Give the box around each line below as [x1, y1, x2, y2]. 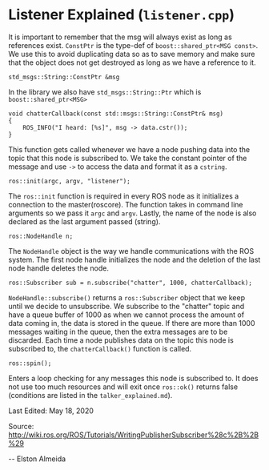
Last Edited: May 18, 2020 [8, 406, 94, 416]
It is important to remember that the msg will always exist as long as [8, 32, 232, 42]
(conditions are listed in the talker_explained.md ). [8, 390, 173, 400]
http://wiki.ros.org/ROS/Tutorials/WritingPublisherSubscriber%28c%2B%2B [8, 430, 259, 440]
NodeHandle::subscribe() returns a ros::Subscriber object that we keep [8, 292, 246, 302]
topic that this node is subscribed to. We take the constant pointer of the [8, 153, 247, 163]
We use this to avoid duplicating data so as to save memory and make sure [8, 49, 255, 58]
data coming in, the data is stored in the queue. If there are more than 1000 [8, 318, 255, 327]
